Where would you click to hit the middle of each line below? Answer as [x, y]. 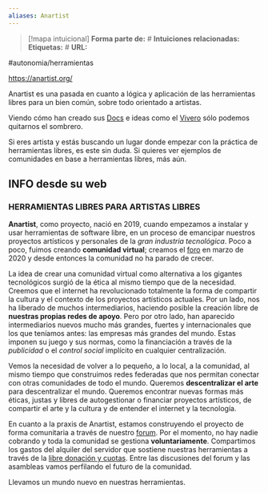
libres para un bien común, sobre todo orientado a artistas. [105, 102]
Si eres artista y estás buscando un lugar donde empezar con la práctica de [133, 142]
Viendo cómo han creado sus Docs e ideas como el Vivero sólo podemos [129, 118]
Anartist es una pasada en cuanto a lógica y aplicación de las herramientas [132, 94]
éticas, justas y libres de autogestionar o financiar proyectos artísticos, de [130, 400]
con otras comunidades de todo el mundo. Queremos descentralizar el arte [133, 383]
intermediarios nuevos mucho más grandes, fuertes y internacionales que [130, 325]
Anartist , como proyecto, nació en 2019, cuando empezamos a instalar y [128, 224]
